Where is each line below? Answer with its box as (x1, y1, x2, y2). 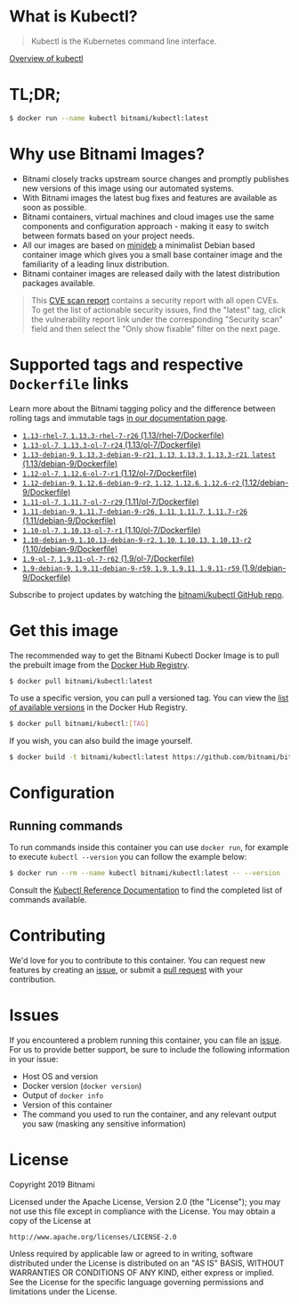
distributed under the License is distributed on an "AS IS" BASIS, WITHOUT (9, 1258, 285, 1268)
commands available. (9, 895, 87, 905)
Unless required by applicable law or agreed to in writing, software (9, 1248, 254, 1259)
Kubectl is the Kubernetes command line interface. (30, 36, 217, 46)
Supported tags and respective (9, 354, 244, 375)
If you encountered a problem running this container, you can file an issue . (9, 1035, 282, 1045)
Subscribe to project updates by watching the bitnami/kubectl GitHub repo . (9, 589, 285, 599)
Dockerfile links (9, 373, 129, 393)
